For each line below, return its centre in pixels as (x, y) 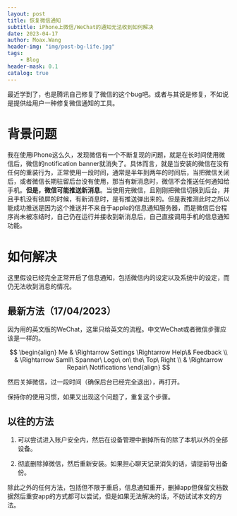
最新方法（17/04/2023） (62, 311)
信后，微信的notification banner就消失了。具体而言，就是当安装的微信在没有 (118, 164)
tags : (15, 54)
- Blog (30, 60)
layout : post (26, 14)
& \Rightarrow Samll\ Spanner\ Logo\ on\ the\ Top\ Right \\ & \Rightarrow (119, 360)
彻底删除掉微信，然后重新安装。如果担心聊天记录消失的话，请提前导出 (120, 463)
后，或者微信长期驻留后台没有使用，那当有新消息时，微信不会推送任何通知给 (119, 182)
